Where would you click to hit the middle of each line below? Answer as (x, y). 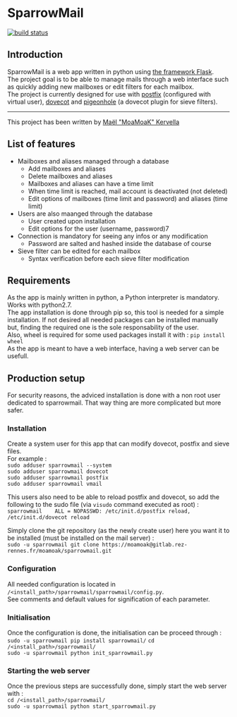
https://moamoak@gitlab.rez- (145, 545)
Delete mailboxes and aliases (70, 176)
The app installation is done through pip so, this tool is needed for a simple (116, 312)
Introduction (35, 55)
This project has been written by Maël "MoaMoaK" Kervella (93, 122)
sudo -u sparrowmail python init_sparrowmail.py (80, 654)
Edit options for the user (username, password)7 (98, 228)
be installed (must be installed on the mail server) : (81, 538)
